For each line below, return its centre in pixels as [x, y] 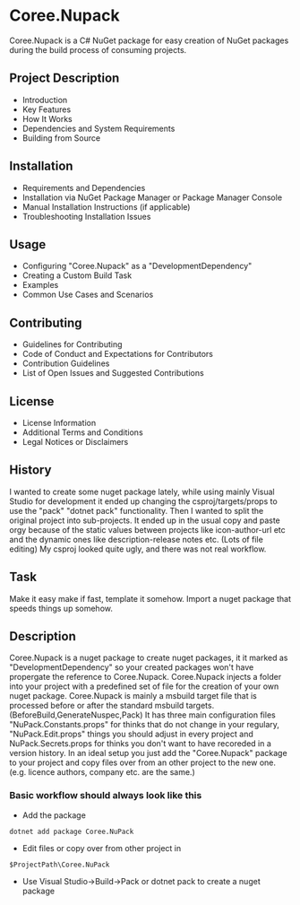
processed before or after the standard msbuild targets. [112, 706]
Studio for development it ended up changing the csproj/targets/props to [143, 501]
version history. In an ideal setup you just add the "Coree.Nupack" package [149, 753]
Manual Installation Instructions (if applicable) [106, 206]
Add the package [54, 815]
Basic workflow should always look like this [106, 796]
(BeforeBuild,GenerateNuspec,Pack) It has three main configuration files [142, 715]
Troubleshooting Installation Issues [86, 216]
